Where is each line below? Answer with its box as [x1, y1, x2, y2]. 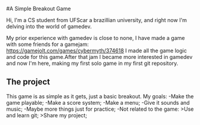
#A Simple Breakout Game [6, 5, 71, 12]
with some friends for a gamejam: [6, 41, 89, 48]
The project [6, 77, 50, 87]
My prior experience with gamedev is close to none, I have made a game [6, 35, 185, 41]
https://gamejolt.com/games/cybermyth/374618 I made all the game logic [6, 47, 187, 54]
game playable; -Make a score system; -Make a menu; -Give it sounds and [6, 99, 190, 106]
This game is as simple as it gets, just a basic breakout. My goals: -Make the [6, 92, 194, 100]
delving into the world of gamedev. [6, 23, 92, 30]
